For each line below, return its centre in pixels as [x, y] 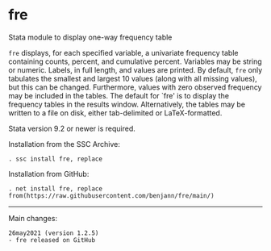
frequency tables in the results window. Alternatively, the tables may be [127, 104]
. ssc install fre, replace [56, 159]
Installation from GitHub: [49, 174]
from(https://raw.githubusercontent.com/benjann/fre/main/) [112, 195]
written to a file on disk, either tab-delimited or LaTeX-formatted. [115, 113]
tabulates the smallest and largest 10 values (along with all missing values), [133, 78]
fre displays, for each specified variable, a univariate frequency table [123, 52]
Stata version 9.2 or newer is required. [72, 128]
